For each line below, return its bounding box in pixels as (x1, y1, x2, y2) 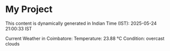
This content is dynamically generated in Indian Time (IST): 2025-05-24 (5, 20, 157, 26)
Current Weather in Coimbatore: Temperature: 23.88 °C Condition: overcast (5, 35, 165, 41)
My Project (5, 4, 53, 15)
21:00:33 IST (5, 25, 32, 31)
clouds (5, 40, 20, 46)
